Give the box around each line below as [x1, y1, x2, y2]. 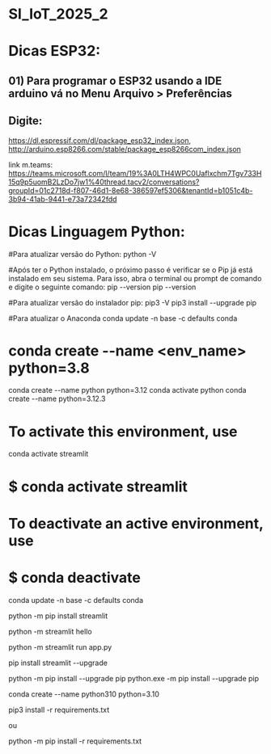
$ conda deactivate [8, 568, 142, 587]
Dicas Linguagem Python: [8, 222, 186, 241]
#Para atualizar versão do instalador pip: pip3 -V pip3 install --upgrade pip [8, 297, 257, 307]
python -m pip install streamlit [8, 611, 108, 621]
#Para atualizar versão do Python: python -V [8, 249, 157, 259]
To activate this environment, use [8, 422, 238, 440]
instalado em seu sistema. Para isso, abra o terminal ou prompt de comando [8, 273, 262, 283]
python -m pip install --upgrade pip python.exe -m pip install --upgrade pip [8, 673, 260, 683]
